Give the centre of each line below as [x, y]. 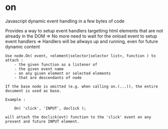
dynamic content [23, 46]
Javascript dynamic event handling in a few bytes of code [65, 21]
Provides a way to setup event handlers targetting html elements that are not [84, 30]
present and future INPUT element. [42, 121]
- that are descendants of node [48, 77]
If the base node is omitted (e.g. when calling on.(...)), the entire [81, 86]
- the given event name [39, 69]
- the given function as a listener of [56, 64]
